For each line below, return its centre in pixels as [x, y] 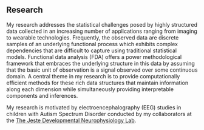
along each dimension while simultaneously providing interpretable [90, 89]
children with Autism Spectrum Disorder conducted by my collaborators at [99, 114]
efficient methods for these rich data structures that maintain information [97, 83]
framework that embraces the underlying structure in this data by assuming [101, 63]
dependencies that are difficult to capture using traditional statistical [92, 50]
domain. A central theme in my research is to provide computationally [93, 76]
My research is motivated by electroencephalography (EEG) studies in [94, 107]
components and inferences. [42, 95]
